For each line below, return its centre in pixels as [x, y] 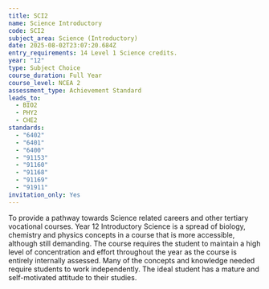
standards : [26, 128]
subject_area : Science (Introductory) [73, 38]
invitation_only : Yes [45, 195]
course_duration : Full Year [55, 75]
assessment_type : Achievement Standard [75, 90]
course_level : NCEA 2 [45, 83]
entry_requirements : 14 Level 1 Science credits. [93, 53]
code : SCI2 [26, 31]
